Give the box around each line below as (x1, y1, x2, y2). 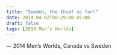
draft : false (6, 20, 39, 26)
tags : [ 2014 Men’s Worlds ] (6, 25, 74, 32)
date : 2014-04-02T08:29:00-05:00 (6, 15, 90, 21)
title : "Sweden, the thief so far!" (6, 8, 98, 15)
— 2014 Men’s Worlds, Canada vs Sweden (6, 42, 112, 50)
